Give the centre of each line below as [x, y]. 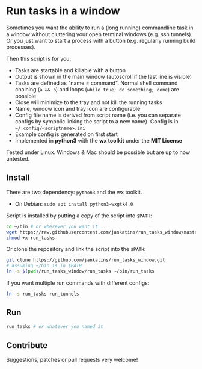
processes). [21, 47]
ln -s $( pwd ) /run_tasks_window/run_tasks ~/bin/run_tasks [80, 271]
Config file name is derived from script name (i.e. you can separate [98, 115]
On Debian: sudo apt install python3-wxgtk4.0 [74, 203]
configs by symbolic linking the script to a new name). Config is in [96, 121]
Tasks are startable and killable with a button [70, 70]
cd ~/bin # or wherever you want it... [56, 226]
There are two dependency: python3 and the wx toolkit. [74, 192]
